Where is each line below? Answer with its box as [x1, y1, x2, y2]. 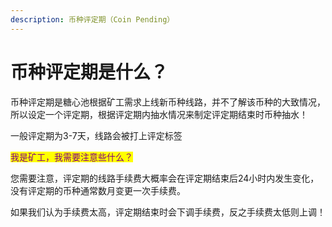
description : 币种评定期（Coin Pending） [10, 14, 175, 25]
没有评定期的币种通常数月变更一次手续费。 [10, 184, 186, 196]
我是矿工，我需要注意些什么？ [10, 151, 133, 163]
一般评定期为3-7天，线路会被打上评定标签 [10, 129, 183, 141]
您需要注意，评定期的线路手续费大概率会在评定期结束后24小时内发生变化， [10, 172, 320, 184]
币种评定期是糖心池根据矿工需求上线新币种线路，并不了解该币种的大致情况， [10, 96, 326, 108]
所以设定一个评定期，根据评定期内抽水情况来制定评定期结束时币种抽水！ [10, 108, 308, 120]
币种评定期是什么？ [10, 61, 169, 83]
